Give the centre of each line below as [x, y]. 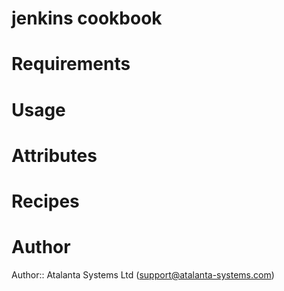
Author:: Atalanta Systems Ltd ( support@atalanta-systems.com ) [143, 274]
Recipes [45, 201]
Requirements [71, 64]
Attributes [54, 155]
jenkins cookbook [87, 18]
